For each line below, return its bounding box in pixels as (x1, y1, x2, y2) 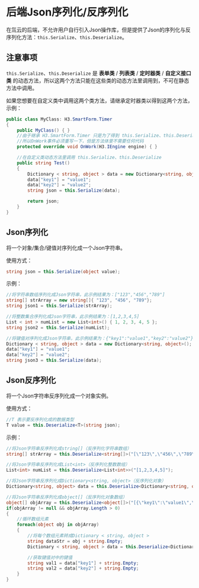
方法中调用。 (6, 84, 37, 91)
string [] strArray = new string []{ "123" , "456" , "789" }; (6, 297, 152, 303)
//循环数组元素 (17, 516, 49, 522)
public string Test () (17, 160, 70, 166)
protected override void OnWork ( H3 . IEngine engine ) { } (17, 144, 158, 150)
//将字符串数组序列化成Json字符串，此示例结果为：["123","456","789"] (6, 292, 165, 298)
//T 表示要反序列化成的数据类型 (6, 417, 75, 422)
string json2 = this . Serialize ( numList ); (6, 325, 110, 330)
